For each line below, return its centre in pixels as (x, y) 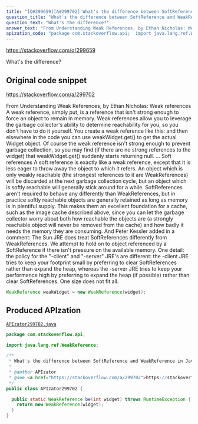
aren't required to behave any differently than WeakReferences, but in (91, 193)
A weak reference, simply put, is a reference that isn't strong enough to (93, 112)
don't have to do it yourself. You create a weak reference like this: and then (97, 131)
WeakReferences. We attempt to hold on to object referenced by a (86, 244)
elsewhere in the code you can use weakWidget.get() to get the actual (91, 137)
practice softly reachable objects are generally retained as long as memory (97, 200)
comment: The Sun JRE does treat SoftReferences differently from (87, 237)
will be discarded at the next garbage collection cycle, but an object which (96, 181)
